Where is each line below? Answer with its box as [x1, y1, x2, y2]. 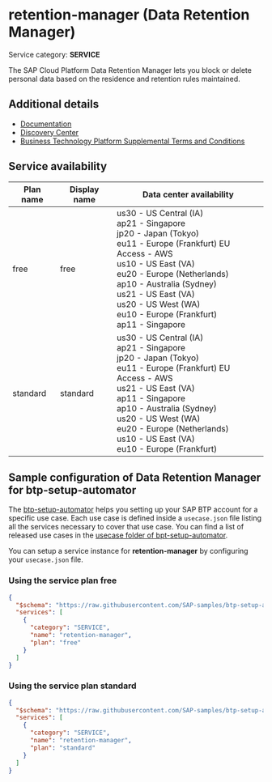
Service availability [8, 159, 108, 173]
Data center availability [142, 189, 235, 200]
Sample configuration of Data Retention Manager [8, 470, 261, 484]
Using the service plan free [8, 575, 117, 586]
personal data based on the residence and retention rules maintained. [8, 74, 240, 83]
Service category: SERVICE [8, 49, 100, 59]
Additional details [8, 97, 100, 111]
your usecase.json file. [8, 555, 83, 564]
